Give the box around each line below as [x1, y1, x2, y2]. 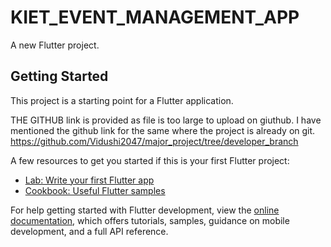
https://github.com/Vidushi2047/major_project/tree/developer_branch [10, 135, 299, 147]
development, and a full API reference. [10, 225, 169, 237]
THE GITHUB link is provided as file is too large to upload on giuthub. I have [10, 114, 322, 126]
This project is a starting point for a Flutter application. [10, 94, 234, 106]
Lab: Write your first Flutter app [24, 174, 155, 186]
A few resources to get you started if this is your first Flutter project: [10, 154, 290, 166]
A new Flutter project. [10, 39, 100, 51]
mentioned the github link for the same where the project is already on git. [10, 124, 316, 136]
